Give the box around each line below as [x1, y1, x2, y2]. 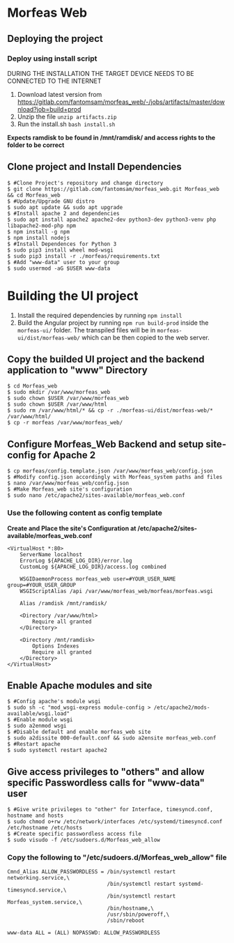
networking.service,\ [7, 875, 70, 882]
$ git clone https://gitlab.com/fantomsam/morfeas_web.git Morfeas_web [7, 185, 219, 192]
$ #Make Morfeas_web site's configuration [7, 486, 132, 493]
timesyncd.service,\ [7, 887, 68, 894]
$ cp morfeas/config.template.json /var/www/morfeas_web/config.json [7, 468, 214, 475]
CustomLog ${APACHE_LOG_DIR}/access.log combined [19, 563, 167, 570]
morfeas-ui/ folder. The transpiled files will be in [17, 325, 156, 334]
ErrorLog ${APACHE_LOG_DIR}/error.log [19, 557, 132, 564]
